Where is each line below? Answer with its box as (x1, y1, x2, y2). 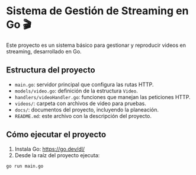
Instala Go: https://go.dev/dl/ (14, 145, 85, 152)
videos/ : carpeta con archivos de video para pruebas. (14, 100, 146, 107)
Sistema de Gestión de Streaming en (6, 4, 189, 18)
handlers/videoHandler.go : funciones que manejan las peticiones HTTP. (14, 93, 191, 100)
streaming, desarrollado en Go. (6, 47, 82, 55)
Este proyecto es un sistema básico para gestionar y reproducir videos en (6, 42, 187, 49)
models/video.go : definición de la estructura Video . (14, 87, 138, 94)
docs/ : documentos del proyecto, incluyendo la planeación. (14, 106, 159, 113)
